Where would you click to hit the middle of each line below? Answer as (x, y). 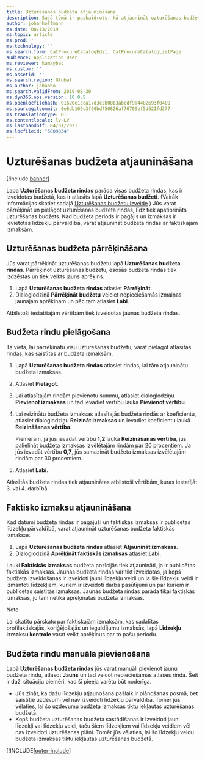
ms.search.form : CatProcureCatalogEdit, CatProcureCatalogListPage (94, 52)
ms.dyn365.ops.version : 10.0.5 (46, 97)
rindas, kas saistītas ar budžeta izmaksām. (60, 353)
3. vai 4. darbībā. (28, 488)
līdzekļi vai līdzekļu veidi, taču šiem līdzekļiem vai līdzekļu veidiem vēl (103, 726)
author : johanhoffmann (35, 23)
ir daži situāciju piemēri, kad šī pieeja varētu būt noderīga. (79, 682)
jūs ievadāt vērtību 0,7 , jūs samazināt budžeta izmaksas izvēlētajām (100, 452)
